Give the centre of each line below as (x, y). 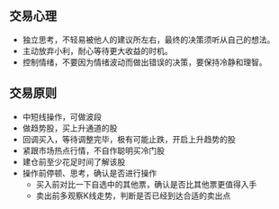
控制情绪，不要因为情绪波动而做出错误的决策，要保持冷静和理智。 (144, 62)
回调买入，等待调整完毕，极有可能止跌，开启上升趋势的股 (129, 139)
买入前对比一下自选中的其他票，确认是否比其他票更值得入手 (146, 184)
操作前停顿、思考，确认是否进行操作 (90, 173)
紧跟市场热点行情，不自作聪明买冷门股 (93, 150)
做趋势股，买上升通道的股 (70, 128)
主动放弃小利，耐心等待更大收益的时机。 (97, 50)
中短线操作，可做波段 (62, 116)
